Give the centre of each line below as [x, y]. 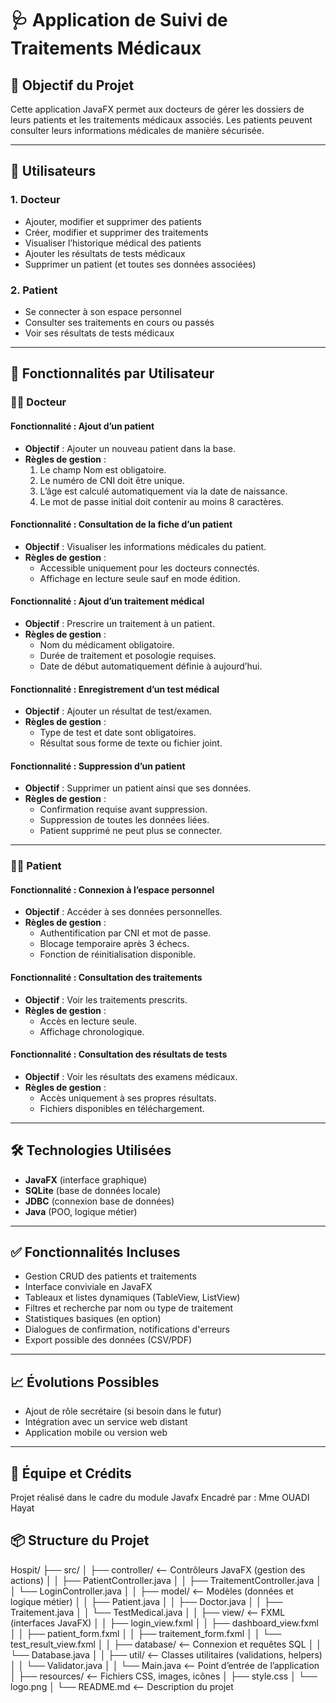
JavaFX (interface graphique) [86, 1179]
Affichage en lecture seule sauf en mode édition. [140, 578]
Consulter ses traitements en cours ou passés [119, 322]
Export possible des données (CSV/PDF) [108, 1340]
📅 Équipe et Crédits [71, 1473]
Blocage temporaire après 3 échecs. [114, 944]
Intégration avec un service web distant [106, 1422]
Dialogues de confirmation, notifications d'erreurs [127, 1329]
